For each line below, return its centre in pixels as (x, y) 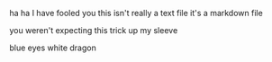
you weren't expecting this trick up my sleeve (94, 30)
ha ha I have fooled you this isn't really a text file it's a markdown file (136, 13)
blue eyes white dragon (53, 48)
